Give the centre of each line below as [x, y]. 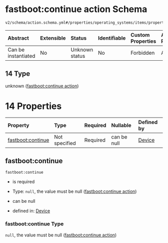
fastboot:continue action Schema [76, 9]
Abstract [18, 38]
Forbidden [143, 53]
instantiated [21, 56]
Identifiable [112, 38]
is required [23, 182]
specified [65, 143]
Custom [140, 35]
